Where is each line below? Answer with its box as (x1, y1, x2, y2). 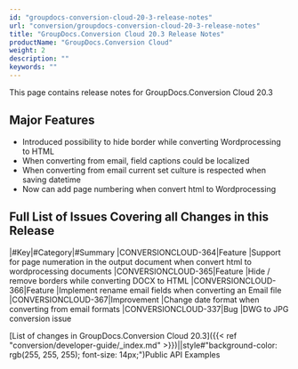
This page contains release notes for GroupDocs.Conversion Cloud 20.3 (9, 86, 273, 98)
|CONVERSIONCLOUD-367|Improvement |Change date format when (9, 294, 260, 305)
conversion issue (9, 313, 72, 324)
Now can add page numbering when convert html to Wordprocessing (21, 183, 277, 194)
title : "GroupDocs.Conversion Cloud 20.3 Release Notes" (9, 29, 225, 38)
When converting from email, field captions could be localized (21, 155, 250, 165)
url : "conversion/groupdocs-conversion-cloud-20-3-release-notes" (9, 21, 261, 30)
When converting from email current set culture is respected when (21, 164, 267, 175)
